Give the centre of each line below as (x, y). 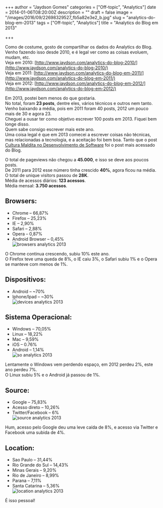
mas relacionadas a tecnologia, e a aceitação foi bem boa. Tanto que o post (81, 140)
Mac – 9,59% (25, 339)
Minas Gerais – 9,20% (34, 470)
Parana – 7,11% (27, 481)
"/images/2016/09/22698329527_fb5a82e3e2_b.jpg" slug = (65, 17)
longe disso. (17, 124)
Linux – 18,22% (27, 334)
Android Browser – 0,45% (38, 239)
